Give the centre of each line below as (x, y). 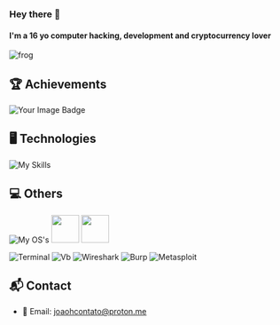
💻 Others (36, 194)
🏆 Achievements (58, 84)
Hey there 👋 (35, 14)
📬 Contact (40, 285)
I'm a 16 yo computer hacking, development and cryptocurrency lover (140, 36)
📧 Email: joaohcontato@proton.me (84, 312)
